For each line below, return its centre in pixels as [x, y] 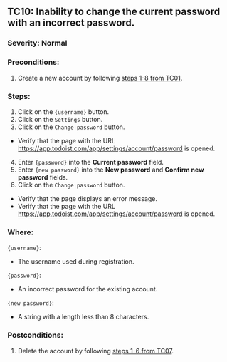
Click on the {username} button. [63, 112]
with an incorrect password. [71, 23]
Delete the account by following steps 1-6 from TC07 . [96, 351]
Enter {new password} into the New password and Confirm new [111, 170]
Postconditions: [36, 336]
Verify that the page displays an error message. [88, 198]
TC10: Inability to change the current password [114, 12]
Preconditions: [33, 62]
